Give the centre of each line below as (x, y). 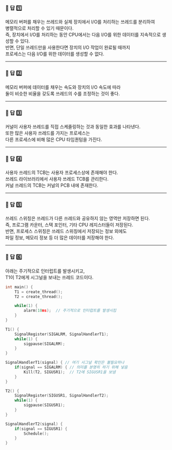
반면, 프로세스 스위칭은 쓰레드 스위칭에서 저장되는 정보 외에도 (66, 231)
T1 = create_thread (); (39, 292)
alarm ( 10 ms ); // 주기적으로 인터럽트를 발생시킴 (70, 311)
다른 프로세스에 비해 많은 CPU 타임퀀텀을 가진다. (54, 139)
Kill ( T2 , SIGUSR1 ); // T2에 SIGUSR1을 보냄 (70, 372)
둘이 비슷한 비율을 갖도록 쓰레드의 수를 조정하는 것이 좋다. (63, 93)
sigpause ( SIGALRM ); (45, 344)
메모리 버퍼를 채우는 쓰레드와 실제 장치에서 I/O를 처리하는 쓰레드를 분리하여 (80, 22)
